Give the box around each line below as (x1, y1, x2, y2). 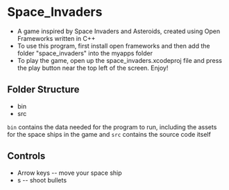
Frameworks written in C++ (17, 34, 96, 42)
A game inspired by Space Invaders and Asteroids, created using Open (17, 27, 221, 35)
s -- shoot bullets (17, 175, 67, 184)
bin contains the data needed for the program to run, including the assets (7, 122, 217, 131)
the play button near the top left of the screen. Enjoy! (17, 64, 169, 72)
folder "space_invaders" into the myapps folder (17, 49, 153, 57)
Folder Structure (7, 84, 80, 95)
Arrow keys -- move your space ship (17, 169, 123, 177)
